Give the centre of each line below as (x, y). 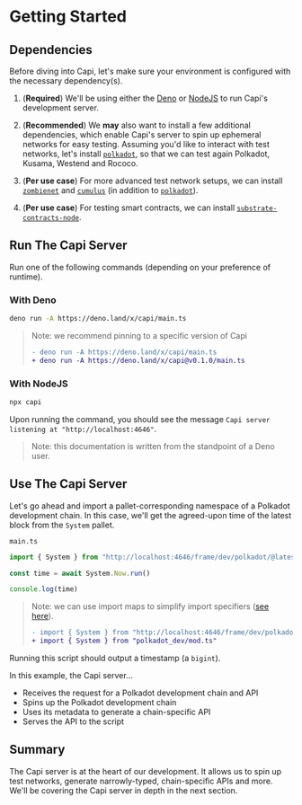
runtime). (26, 277)
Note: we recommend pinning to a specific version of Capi (139, 335)
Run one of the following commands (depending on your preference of (140, 267)
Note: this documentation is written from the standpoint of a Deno (153, 446)
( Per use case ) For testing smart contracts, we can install (129, 208)
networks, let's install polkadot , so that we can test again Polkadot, (146, 154)
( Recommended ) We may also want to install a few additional (137, 125)
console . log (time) (44, 589)
